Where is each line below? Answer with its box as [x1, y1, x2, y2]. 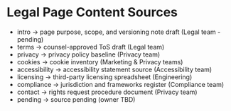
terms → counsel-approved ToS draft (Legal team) [16, 42, 165, 51]
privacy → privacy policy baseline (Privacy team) [16, 50, 161, 59]
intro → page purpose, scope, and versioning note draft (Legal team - [16, 28, 221, 36]
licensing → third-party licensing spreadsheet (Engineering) [16, 72, 193, 81]
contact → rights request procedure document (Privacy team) [16, 88, 198, 96]
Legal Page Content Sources [6, 4, 178, 21]
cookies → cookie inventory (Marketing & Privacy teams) [16, 57, 183, 66]
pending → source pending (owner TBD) [16, 95, 136, 103]
